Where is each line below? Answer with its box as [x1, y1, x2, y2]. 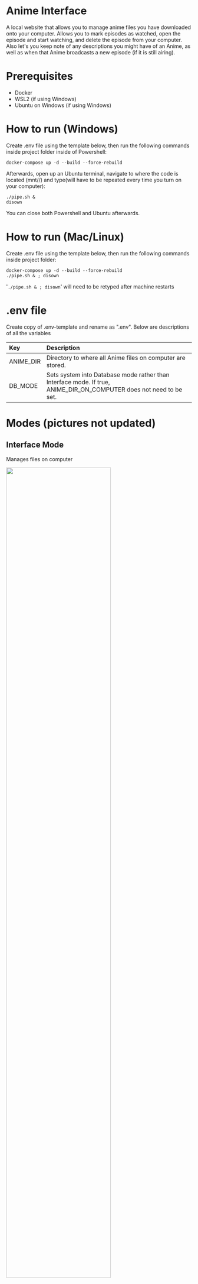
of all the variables [6, 329, 51, 336]
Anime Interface [6, 4, 87, 18]
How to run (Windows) [6, 122, 118, 136]
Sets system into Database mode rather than [46, 371, 170, 379]
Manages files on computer [6, 455, 73, 462]
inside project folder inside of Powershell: [6, 148, 107, 155]
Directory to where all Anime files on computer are [46, 354, 186, 362]
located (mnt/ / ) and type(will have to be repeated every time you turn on [6, 176, 181, 183]
